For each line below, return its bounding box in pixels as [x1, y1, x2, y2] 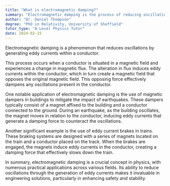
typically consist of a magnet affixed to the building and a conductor [5, 102, 148, 108]
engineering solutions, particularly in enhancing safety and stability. [5, 175, 147, 181]
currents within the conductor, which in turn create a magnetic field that [5, 71, 155, 76]
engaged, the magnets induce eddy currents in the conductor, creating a [5, 144, 157, 150]
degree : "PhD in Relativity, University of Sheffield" [5, 21, 123, 27]
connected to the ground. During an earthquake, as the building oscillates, [5, 107, 160, 113]
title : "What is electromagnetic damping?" [5, 7, 99, 13]
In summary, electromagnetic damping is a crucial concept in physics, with [5, 159, 161, 165]
